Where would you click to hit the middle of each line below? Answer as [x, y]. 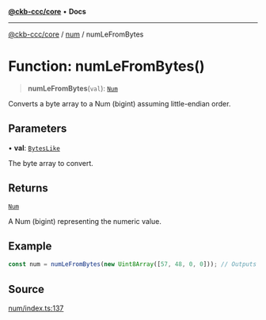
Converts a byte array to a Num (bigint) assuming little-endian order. [120, 103]
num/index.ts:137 [36, 308]
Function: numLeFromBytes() [106, 66]
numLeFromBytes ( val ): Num [73, 88]
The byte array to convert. [51, 163]
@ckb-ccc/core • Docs [47, 12]
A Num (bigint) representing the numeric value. [85, 221]
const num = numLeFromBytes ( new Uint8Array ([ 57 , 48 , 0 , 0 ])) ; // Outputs [133, 264]
